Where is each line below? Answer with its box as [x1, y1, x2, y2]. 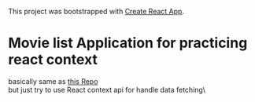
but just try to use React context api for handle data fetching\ [8, 85, 206, 94]
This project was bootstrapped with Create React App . [8, 7, 185, 16]
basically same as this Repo [8, 76, 98, 86]
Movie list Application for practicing [8, 35, 248, 52]
